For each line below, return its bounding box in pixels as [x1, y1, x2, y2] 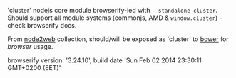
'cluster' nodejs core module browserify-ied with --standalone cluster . [7, 6, 218, 14]
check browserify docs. [7, 21, 77, 29]
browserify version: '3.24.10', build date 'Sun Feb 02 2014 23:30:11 [7, 56, 202, 65]
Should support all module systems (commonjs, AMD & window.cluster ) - [7, 13, 222, 22]
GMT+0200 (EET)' [7, 64, 61, 72]
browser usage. [7, 43, 53, 50]
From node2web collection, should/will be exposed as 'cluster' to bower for [7, 35, 230, 43]
